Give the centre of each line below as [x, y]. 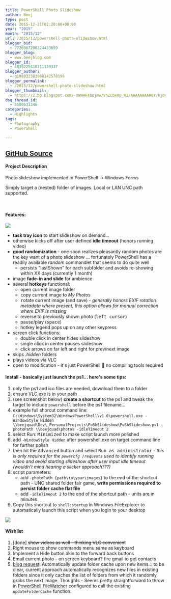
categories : [18, 110]
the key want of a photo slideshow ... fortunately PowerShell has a [82, 257]
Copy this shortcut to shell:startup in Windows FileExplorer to [79, 504]
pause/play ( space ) [41, 322]
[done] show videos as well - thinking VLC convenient [69, 542]
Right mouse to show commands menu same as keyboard [73, 548]
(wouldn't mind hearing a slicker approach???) [62, 467]
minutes [28, 499]
